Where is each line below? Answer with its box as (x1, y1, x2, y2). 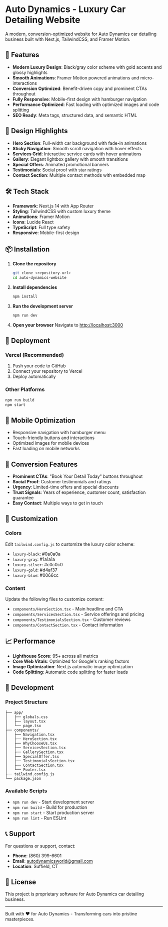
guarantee (12, 495, 34, 501)
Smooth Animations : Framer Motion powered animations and (12, 74, 139, 81)
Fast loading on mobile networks (12, 446, 80, 452)
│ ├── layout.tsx (5, 718, 46, 724)
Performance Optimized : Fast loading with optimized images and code (12, 101, 159, 108)
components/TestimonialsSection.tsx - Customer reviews (12, 616, 131, 623)
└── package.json (5, 776, 41, 781)
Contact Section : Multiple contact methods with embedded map (12, 172, 146, 178)
